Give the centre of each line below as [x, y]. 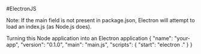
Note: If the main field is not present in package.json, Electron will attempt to [100, 20]
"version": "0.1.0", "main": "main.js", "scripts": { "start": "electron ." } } [107, 45]
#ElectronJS [22, 9]
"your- [182, 38]
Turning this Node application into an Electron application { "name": [90, 38]
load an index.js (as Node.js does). [49, 27]
